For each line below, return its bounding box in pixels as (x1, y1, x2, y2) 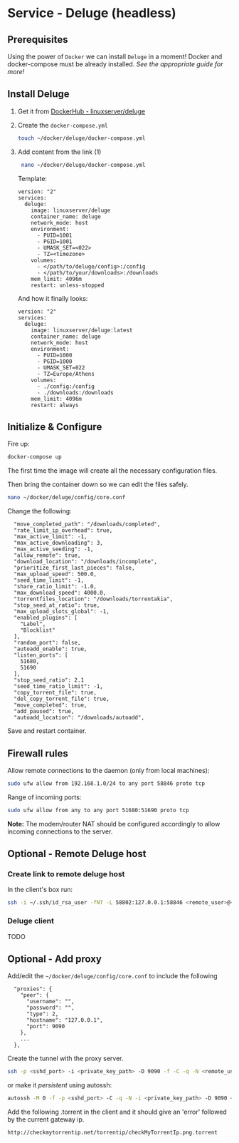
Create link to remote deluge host (7, 869, 125, 878)
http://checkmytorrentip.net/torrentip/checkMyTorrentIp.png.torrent (7, 1129, 218, 1137)
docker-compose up (7, 453, 62, 461)
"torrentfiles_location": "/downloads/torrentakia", (14, 595, 174, 603)
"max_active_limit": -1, (14, 533, 87, 540)
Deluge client (7, 916, 55, 926)
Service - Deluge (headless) (7, 5, 176, 21)
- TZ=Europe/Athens (36, 370, 95, 377)
